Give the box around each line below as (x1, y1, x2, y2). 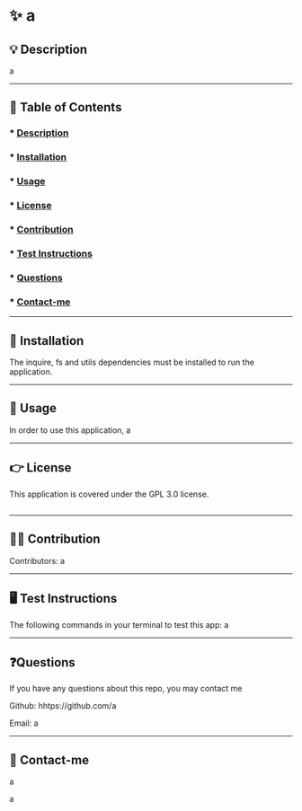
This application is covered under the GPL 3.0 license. (9, 489, 209, 499)
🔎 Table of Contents (9, 100, 122, 115)
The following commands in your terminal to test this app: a (9, 619, 229, 630)
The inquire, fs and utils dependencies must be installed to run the (9, 357, 254, 367)
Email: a (9, 718, 39, 728)
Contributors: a (9, 555, 66, 566)
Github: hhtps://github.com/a (9, 701, 117, 711)
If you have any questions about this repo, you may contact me (9, 683, 243, 694)
